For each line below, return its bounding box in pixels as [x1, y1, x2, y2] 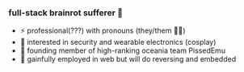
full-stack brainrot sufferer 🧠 [8, 7, 124, 18]
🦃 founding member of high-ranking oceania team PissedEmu [19, 46, 226, 55]
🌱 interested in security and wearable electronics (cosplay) [19, 38, 217, 47]
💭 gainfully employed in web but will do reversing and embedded [19, 54, 237, 64]
